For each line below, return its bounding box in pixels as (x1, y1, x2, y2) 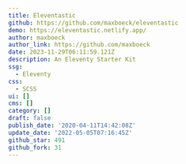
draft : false (8, 114, 51, 122)
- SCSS (15, 84, 37, 93)
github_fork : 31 (8, 143, 62, 151)
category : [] (8, 107, 51, 115)
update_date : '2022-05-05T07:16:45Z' (8, 129, 133, 136)
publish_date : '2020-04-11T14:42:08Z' (8, 121, 136, 129)
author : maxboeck (8, 33, 66, 42)
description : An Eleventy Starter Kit (8, 56, 136, 64)
